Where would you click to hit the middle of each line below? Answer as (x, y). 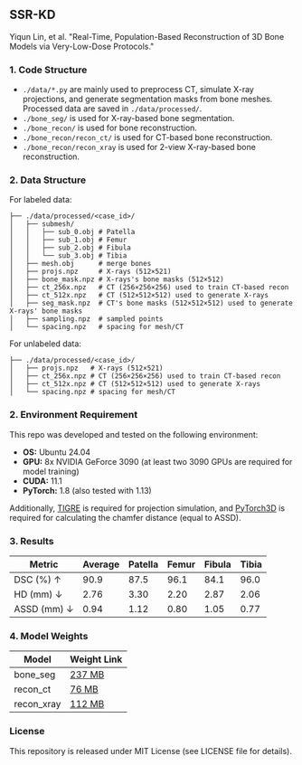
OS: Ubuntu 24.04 (57, 452)
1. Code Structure (48, 70)
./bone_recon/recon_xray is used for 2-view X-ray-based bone (139, 147)
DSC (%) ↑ (38, 580)
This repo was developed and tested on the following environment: (134, 434)
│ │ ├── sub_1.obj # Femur (68, 240)
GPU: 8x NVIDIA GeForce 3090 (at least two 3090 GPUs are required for (157, 461)
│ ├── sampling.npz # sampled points (87, 319)
